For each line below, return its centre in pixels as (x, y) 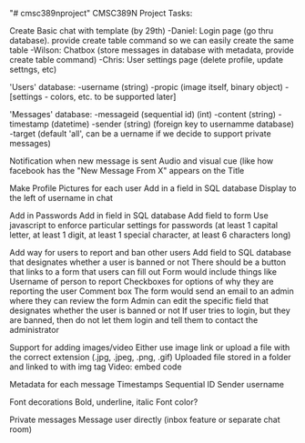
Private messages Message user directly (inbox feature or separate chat (145, 419)
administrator (34, 330)
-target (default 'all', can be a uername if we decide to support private (140, 134)
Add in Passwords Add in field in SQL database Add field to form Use (139, 216)
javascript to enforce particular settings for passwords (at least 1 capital (144, 225)
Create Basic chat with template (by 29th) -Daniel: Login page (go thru (142, 30)
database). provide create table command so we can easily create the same (152, 40)
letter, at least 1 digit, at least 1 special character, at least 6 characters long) (150, 235)
